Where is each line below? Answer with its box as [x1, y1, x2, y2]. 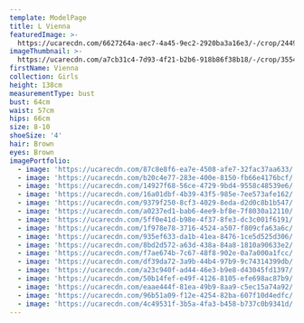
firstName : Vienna [9, 64, 79, 73]
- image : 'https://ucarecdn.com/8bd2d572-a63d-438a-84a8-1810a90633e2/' [17, 241, 298, 250]
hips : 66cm [9, 114, 51, 123]
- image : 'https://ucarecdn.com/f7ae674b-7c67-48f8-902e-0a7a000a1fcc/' [17, 249, 298, 258]
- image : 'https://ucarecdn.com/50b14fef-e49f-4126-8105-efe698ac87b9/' [17, 274, 298, 283]
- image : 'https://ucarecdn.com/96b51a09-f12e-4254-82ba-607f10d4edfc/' [17, 290, 298, 299]
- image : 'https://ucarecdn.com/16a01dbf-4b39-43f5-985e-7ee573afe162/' [17, 190, 298, 199]
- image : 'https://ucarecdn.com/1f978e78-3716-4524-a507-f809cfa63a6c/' [17, 223, 298, 233]
